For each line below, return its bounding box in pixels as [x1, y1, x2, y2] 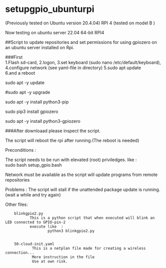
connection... [5, 250, 35, 255]
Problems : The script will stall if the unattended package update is [5, 186, 142, 192]
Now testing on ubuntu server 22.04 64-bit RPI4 [5, 29, 105, 35]
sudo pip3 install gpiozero [5, 108, 58, 114]
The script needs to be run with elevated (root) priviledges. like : [5, 157, 137, 163]
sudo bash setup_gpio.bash [5, 162, 62, 168]
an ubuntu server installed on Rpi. [5, 44, 74, 50]
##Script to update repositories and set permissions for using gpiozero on [5, 39, 157, 45]
